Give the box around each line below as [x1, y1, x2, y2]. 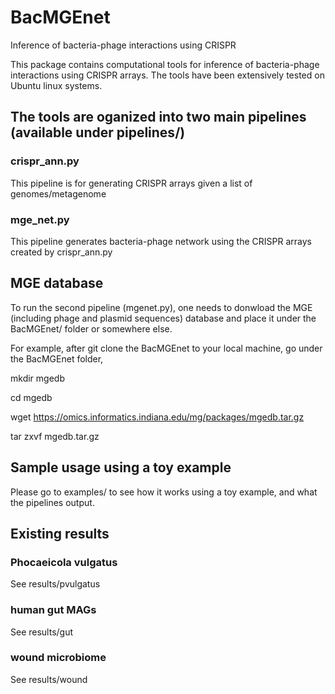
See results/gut [10, 626, 74, 638]
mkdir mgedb [10, 372, 65, 384]
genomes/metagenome [10, 187, 107, 200]
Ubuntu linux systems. [10, 79, 103, 91]
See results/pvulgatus [10, 578, 101, 590]
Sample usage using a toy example [10, 459, 232, 476]
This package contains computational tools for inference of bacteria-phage [10, 58, 320, 70]
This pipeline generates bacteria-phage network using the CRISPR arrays [10, 235, 312, 247]
